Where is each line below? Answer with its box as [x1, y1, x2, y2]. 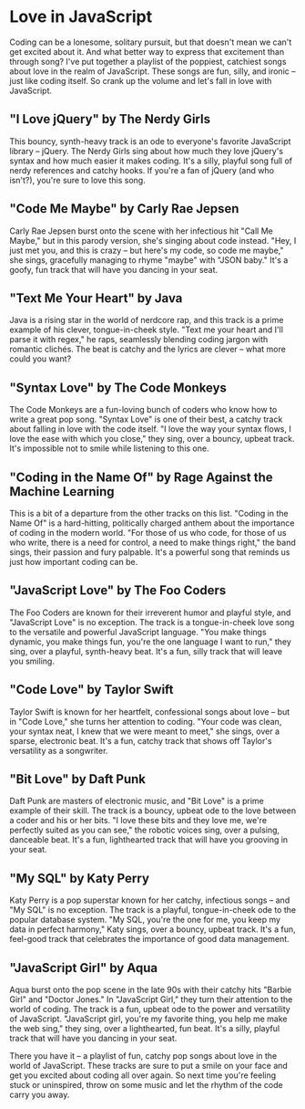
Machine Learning [9, 484, 116, 499]
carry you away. [9, 1089, 70, 1101]
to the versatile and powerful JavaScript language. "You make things [9, 626, 267, 637]
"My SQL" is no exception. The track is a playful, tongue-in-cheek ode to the [9, 905, 297, 915]
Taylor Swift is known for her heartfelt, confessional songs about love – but [9, 706, 290, 717]
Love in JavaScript [9, 6, 153, 27]
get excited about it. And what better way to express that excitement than [9, 46, 285, 57]
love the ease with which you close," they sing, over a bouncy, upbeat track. [9, 434, 295, 445]
